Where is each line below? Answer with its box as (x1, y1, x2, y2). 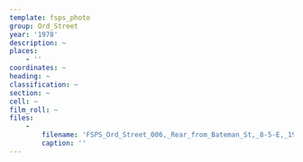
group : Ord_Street (9, 22, 78, 31)
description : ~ (9, 38, 67, 48)
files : (9, 113, 34, 122)
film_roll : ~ (9, 105, 59, 114)
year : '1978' (9, 30, 59, 39)
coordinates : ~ (9, 64, 67, 73)
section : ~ (9, 88, 50, 97)
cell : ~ (9, 96, 39, 106)
